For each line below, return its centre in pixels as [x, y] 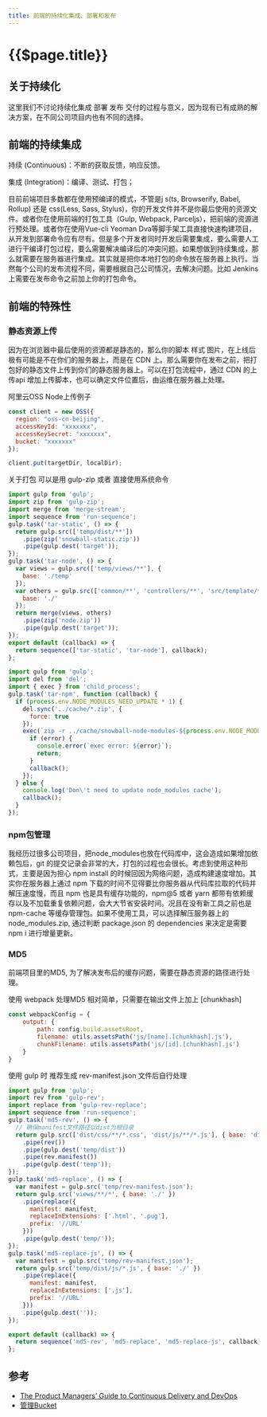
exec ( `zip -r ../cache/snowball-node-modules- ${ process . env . [126, 731]
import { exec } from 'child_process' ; [74, 687]
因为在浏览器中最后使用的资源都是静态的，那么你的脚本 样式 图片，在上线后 [132, 350]
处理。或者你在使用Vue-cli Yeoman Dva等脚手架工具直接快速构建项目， [139, 229]
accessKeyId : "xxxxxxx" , [56, 426]
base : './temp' [48, 576]
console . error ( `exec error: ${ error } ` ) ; [104, 746]
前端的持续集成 [45, 145]
